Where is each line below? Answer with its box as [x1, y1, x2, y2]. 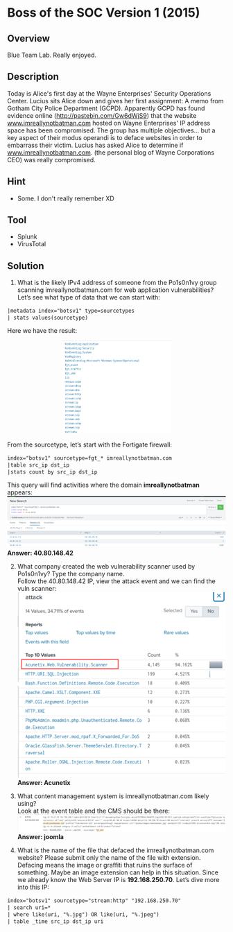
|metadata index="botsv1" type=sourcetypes [7, 307, 135, 315]
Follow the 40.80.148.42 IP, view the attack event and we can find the [17, 577, 216, 585]
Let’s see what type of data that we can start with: [17, 293, 161, 302]
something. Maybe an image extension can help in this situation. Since [17, 868, 218, 877]
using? [17, 800, 37, 808]
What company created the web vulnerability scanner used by [17, 562, 196, 570]
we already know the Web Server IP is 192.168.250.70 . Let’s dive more [17, 875, 220, 883]
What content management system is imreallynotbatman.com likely [17, 792, 209, 800]
